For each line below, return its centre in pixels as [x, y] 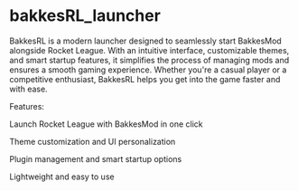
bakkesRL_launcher [85, 16]
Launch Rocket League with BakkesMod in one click [106, 124]
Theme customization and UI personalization [93, 141]
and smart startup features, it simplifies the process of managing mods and [149, 60]
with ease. [28, 89]
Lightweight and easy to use [62, 177]
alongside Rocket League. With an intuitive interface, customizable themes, [149, 50]
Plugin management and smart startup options [96, 158]
